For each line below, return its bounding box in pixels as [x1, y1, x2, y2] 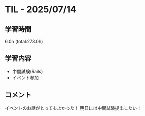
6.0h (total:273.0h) [5, 39, 43, 44]
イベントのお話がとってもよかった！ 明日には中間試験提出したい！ [5, 105, 142, 111]
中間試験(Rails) [12, 68, 43, 74]
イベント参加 [12, 74, 39, 81]
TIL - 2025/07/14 [5, 4, 76, 15]
